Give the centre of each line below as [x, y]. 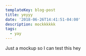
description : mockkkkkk [31, 24]
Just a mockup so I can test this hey [43, 48]
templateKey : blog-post [31, 10]
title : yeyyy [19, 15]
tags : [11, 29]
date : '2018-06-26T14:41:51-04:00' [43, 19]
